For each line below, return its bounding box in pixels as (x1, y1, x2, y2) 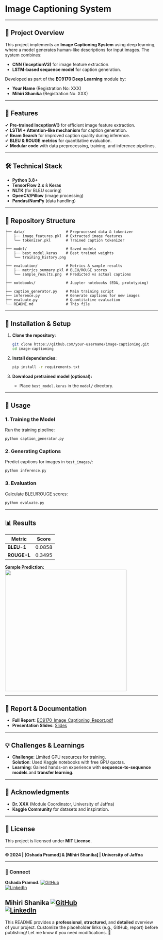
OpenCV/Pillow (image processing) (12, 193, 84, 199)
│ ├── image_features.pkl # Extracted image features (5, 234, 123, 239)
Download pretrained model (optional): (12, 373, 92, 379)
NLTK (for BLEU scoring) (12, 188, 62, 193)
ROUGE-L (7, 552, 31, 558)
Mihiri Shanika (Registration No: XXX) (12, 90, 88, 96)
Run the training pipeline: (5, 427, 55, 433)
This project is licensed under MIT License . (5, 837, 92, 844)
